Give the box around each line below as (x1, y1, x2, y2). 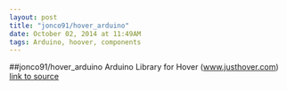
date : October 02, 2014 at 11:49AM (9, 29, 142, 38)
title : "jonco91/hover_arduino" (9, 21, 129, 30)
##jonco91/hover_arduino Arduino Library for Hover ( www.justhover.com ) (9, 62, 279, 72)
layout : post (9, 12, 58, 22)
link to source (9, 71, 60, 82)
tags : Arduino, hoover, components (9, 37, 142, 47)
